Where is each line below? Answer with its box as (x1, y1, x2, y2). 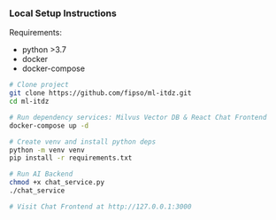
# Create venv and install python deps (9, 137, 157, 146)
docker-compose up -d (9, 121, 89, 130)
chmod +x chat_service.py (9, 178, 104, 187)
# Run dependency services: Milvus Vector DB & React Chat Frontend (9, 113, 267, 122)
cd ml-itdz (9, 97, 50, 106)
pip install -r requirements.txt (9, 153, 133, 162)
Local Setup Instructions (9, 7, 117, 20)
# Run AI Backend (9, 169, 73, 179)
